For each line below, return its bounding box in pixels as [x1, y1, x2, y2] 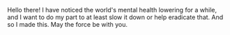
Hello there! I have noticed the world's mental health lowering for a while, [7, 6, 217, 14]
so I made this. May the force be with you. [7, 21, 128, 28]
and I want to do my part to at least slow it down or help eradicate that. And [7, 13, 224, 21]
